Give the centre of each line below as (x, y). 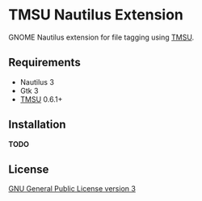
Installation (37, 125)
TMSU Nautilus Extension (96, 15)
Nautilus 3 (37, 82)
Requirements (44, 63)
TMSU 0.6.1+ (41, 99)
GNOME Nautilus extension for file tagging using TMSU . (101, 37)
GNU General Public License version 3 (72, 189)
